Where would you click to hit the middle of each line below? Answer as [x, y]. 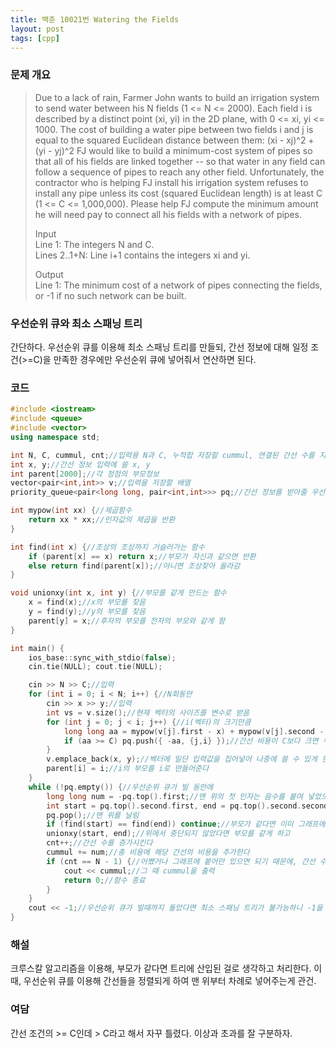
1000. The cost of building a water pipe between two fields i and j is [174, 129]
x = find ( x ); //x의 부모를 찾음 [87, 602]
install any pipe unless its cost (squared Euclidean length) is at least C [178, 193]
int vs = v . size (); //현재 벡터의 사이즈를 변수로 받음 [148, 712]
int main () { [37, 648]
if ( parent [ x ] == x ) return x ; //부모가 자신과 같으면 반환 [142, 556]
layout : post [37, 29]
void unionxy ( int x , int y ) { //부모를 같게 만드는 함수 [118, 593]
